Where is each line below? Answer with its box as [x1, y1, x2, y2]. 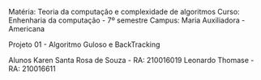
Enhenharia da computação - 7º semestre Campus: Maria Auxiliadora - [8, 15, 246, 25]
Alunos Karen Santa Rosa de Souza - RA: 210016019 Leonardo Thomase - [8, 56, 255, 65]
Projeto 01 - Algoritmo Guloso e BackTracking [8, 40, 160, 49]
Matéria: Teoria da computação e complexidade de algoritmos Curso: [8, 7, 241, 16]
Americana [8, 24, 45, 33]
